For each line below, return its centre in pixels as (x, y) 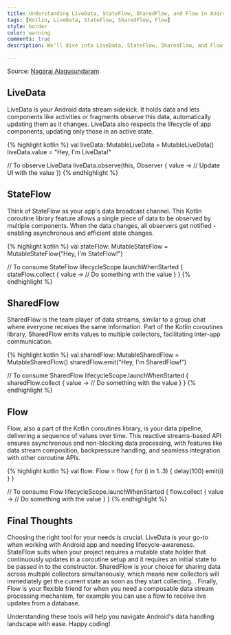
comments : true (29, 39)
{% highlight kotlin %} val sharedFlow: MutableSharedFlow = (93, 355)
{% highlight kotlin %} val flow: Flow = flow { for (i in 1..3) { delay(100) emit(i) (115, 471)
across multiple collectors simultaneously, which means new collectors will (113, 574)
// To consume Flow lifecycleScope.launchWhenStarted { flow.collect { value (115, 492)
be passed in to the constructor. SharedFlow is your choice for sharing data (114, 567)
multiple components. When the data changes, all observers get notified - (112, 225)
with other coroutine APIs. (44, 458)
